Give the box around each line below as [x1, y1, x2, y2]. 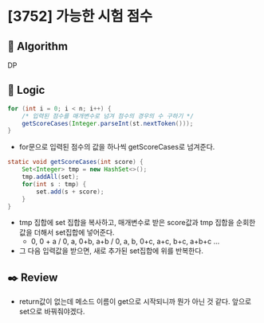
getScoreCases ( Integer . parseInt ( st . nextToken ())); [22, 119, 194, 127]
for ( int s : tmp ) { [22, 180, 87, 188]
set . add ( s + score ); [36, 188, 104, 196]
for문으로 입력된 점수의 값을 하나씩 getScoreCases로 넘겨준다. [18, 142, 215, 152]
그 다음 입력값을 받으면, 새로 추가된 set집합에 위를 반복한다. [18, 246, 204, 255]
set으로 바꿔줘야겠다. [18, 307, 85, 317]
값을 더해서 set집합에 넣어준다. [18, 228, 115, 237]
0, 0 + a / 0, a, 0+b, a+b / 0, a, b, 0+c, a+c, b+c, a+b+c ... [30, 236, 220, 247]
